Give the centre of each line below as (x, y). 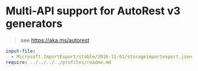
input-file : (21, 51)
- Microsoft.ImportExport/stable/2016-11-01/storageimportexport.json (102, 57)
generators (34, 24)
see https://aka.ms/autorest (55, 40)
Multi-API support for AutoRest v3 (93, 11)
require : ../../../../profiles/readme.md (59, 62)
